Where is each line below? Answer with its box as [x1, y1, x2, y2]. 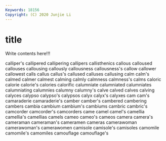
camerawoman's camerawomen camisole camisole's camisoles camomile [5, 125, 159, 131]
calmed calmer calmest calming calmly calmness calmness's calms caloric [5, 76, 161, 82]
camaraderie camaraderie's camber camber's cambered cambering [5, 98, 147, 104]
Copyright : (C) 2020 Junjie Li [5, 12, 71, 17]
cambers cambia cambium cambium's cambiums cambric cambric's [5, 103, 148, 109]
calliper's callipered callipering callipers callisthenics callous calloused [5, 60, 153, 66]
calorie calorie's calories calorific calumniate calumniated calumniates [5, 82, 152, 88]
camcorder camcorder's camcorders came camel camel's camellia [5, 109, 145, 115]
